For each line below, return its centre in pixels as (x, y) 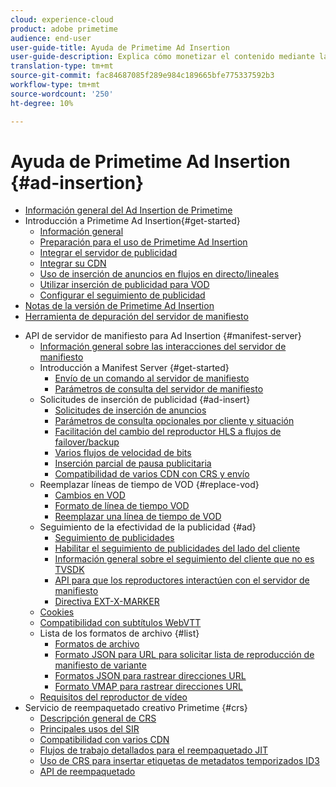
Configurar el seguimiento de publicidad (122, 295)
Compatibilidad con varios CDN (104, 740)
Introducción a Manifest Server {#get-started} (134, 368)
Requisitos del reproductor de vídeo (113, 697)
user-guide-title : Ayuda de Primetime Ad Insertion (120, 47)
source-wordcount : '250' (62, 94)
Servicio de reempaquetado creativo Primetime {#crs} (136, 708)
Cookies (57, 612)
